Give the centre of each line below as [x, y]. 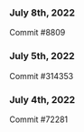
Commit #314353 [42, 76]
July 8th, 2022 [42, 13]
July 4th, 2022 [42, 99]
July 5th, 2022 [42, 56]
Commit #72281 [39, 119]
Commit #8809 [37, 33]
